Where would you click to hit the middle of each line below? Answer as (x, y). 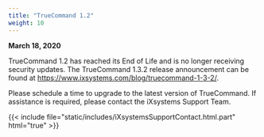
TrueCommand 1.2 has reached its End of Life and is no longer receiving (126, 61)
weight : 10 (26, 23)
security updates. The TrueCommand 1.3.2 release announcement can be (128, 69)
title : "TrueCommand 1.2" (51, 15)
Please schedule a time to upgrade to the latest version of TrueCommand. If (132, 93)
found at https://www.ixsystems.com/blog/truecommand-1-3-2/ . (114, 78)
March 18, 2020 (35, 45)
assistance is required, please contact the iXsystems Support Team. (120, 101)
